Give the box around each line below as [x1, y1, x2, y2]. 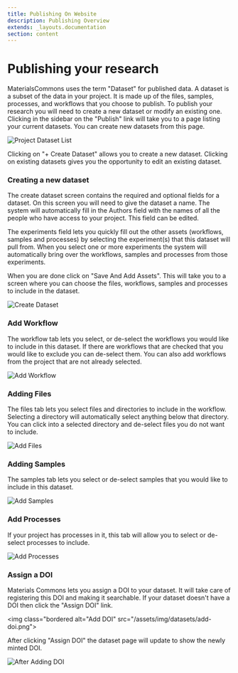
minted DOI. [7, 643, 43, 652]
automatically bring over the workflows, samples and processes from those [7, 250, 228, 259]
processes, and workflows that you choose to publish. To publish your [7, 100, 213, 108]
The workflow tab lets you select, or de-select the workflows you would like [7, 334, 229, 343]
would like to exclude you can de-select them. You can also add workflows [7, 349, 227, 358]
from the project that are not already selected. [7, 357, 142, 366]
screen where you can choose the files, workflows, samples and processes [7, 279, 228, 288]
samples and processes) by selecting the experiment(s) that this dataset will [7, 235, 231, 244]
